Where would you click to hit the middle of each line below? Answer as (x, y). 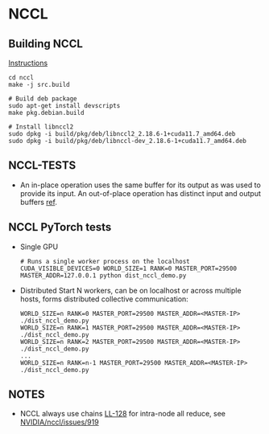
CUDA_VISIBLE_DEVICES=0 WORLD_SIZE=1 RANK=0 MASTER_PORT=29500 (128, 268)
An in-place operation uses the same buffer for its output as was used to (141, 185)
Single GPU (39, 247)
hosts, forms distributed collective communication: (104, 299)
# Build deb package (43, 99)
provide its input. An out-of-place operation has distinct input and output (141, 193)
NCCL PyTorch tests (60, 227)
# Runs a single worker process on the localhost (105, 261)
